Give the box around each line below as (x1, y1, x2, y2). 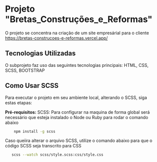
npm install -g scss (14, 129, 56, 134)
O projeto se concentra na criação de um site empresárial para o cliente (5, 30, 149, 36)
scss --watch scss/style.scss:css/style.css (11, 152, 104, 157)
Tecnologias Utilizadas (5, 49, 76, 58)
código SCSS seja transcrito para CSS (5, 143, 81, 149)
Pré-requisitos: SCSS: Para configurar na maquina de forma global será (5, 109, 150, 115)
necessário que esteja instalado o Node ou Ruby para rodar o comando (5, 114, 149, 120)
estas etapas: (5, 100, 33, 105)
